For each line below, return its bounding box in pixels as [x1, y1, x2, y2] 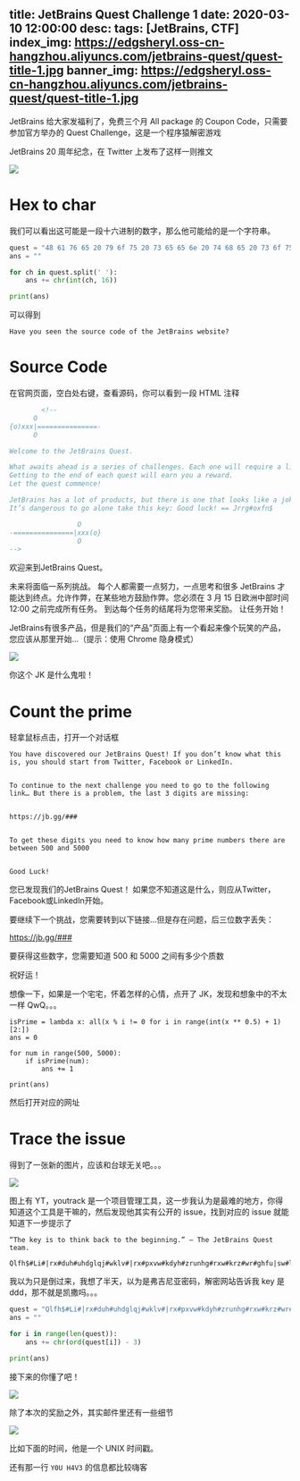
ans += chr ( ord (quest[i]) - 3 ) [25, 1337, 142, 1347]
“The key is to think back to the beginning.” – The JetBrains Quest [9, 1236, 274, 1245]
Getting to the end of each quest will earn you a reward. [9, 471, 234, 480]
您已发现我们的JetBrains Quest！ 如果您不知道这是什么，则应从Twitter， [9, 884, 276, 895]
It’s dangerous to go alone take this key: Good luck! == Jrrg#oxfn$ [9, 504, 274, 512]
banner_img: [66, 63, 138, 79]
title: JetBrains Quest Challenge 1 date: [9, 7, 230, 22]
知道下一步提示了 [9, 1218, 72, 1229]
